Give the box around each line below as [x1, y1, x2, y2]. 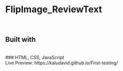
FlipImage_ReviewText [5, 4, 103, 15]
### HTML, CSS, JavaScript [5, 54, 65, 60]
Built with [5, 35, 36, 44]
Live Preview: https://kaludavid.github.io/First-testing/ [5, 60, 118, 66]
